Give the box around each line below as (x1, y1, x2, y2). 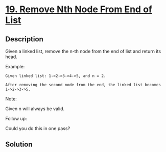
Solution (5, 140, 33, 149)
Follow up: (5, 116, 27, 121)
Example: (5, 64, 25, 69)
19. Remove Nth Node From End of (5, 4, 152, 15)
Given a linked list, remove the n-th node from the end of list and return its (5, 48, 161, 54)
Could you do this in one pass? (5, 125, 70, 131)
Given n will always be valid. (5, 106, 65, 112)
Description (5, 35, 43, 43)
